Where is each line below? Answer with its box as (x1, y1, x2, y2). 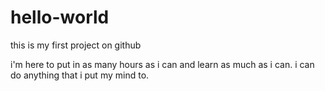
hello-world (10, 6, 110, 29)
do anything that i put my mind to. (10, 69, 150, 81)
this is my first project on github (10, 39, 142, 51)
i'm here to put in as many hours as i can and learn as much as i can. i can (10, 58, 315, 70)
